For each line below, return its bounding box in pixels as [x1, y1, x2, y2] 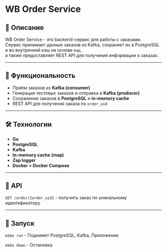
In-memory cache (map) [12, 152, 64, 158]
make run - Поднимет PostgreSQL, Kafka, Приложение [5, 233, 119, 239]
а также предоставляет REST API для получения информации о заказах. [5, 52, 159, 58]
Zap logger [12, 157, 36, 163]
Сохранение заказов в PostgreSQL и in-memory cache [12, 95, 129, 101]
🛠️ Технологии [5, 121, 52, 129]
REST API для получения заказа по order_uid [12, 101, 108, 107]
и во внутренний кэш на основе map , [5, 47, 82, 53]
